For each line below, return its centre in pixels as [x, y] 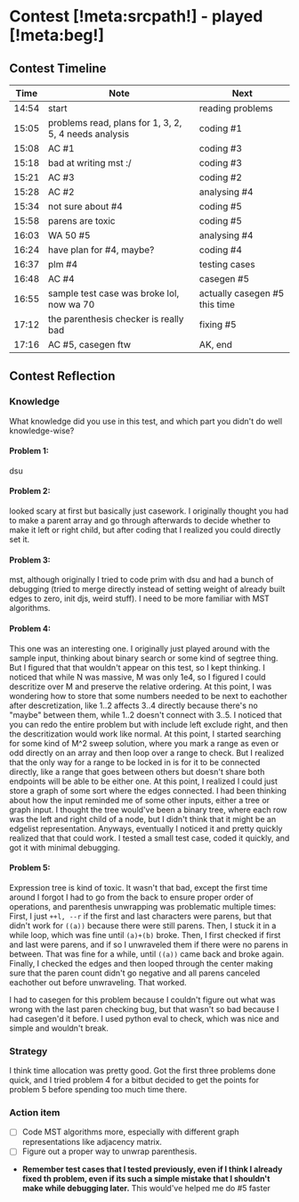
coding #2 [221, 177]
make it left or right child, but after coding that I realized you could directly [145, 530]
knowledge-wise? [42, 431]
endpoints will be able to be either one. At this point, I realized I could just [144, 781]
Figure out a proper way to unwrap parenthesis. [109, 1151]
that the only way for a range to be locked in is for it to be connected [135, 762]
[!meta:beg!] [57, 35]
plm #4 [63, 264]
